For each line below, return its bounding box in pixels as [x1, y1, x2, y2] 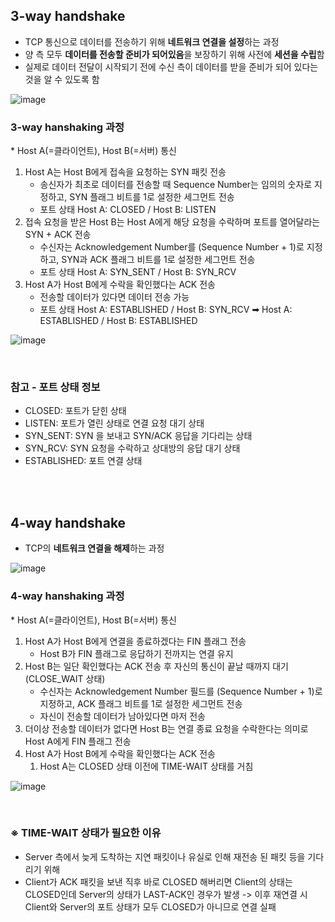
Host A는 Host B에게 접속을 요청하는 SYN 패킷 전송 [24, 166, 227, 178]
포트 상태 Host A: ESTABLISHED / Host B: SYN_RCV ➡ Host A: [39, 304, 293, 316]
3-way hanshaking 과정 [10, 120, 125, 134]
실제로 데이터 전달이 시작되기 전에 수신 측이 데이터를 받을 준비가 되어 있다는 [24, 60, 319, 73]
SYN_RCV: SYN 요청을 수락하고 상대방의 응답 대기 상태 [24, 442, 241, 454]
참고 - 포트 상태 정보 [10, 380, 101, 394]
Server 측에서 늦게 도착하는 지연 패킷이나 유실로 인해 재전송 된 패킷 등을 [24, 850, 306, 863]
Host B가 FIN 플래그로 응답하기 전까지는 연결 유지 [39, 647, 234, 659]
